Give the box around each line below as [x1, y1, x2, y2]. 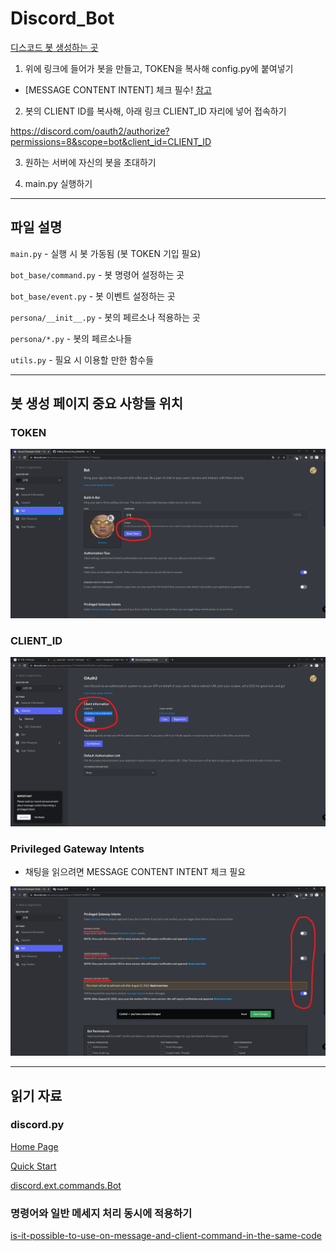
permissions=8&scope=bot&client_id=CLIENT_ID [10, 135, 212, 147]
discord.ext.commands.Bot [10, 1179, 122, 1191]
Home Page [10, 1140, 59, 1152]
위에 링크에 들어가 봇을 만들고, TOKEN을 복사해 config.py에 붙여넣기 [24, 62, 294, 74]
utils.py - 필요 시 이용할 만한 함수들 [10, 353, 155, 366]
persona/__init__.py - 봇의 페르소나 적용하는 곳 [10, 311, 201, 323]
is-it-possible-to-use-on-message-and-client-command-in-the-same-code [10, 1230, 322, 1242]
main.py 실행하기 [24, 177, 93, 189]
